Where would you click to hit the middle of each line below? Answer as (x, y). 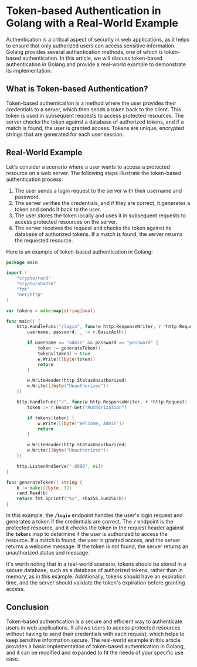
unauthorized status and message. (48, 553)
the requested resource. (44, 240)
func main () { (23, 321)
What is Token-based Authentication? (77, 89)
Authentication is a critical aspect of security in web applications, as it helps (98, 39)
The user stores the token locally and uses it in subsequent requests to (100, 216)
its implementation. (29, 70)
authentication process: (35, 179)
